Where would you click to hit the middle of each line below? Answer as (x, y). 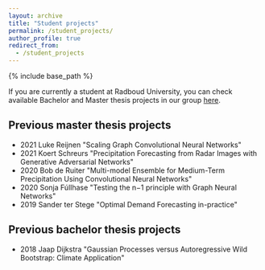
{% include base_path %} (51, 76)
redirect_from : (34, 46)
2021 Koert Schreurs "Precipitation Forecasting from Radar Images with (139, 153)
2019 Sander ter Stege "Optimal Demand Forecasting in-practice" (128, 204)
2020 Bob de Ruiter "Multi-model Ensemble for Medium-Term (122, 170)
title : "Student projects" (54, 23)
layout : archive (35, 16)
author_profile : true (45, 38)
